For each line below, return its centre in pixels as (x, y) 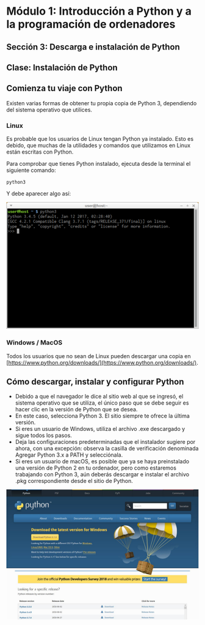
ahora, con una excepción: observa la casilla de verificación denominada (107, 449)
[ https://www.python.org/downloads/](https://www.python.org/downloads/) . (102, 362)
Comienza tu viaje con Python (65, 88)
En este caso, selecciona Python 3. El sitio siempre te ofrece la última (103, 416)
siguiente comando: (31, 170)
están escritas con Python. (40, 152)
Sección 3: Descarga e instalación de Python (93, 47)
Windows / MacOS (34, 343)
